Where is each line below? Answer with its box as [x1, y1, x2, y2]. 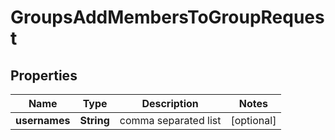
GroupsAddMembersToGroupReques [10, 6, 325, 29]
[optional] [230, 114, 277, 127]
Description [141, 97, 199, 110]
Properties [10, 67, 78, 84]
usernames [15, 114, 71, 127]
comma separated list [119, 114, 222, 127]
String [79, 114, 110, 127]
